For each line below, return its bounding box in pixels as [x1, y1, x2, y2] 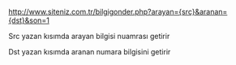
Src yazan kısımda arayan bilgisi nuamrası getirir [8, 32, 170, 41]
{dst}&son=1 [8, 15, 50, 25]
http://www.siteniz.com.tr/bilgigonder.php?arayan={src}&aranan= [8, 7, 228, 16]
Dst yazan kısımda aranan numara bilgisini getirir [8, 47, 171, 56]
